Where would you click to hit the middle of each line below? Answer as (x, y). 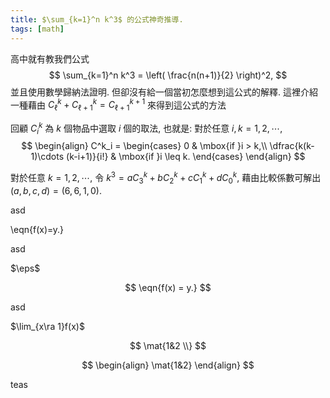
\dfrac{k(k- (292, 146)
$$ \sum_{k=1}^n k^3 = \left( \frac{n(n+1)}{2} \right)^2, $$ (168, 75)
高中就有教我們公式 (50, 58)
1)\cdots (47, 157)
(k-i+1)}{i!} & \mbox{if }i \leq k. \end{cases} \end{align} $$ (186, 157)
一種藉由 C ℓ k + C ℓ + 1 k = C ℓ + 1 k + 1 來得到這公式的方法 (118, 105)
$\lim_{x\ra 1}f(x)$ (47, 326)
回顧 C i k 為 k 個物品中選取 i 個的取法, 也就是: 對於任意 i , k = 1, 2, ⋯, (146, 128)
